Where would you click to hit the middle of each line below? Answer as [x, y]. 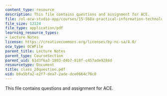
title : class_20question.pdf [35, 70]
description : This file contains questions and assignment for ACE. [78, 14]
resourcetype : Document [30, 65]
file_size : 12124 [23, 24]
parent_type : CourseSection [34, 56]
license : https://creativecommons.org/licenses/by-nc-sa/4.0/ [71, 42]
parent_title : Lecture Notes [35, 51]
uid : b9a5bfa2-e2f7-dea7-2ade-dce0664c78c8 [51, 74]
